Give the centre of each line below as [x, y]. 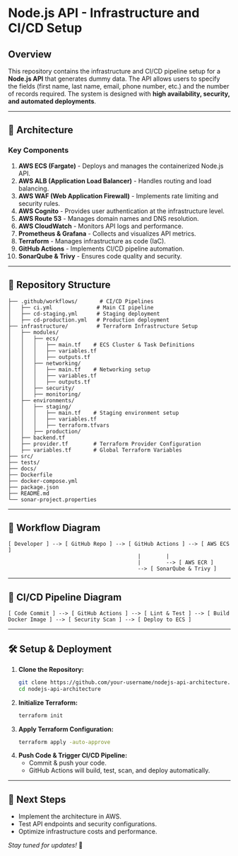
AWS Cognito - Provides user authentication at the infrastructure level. [121, 211]
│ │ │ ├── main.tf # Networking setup [79, 370]
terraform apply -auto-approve [64, 742]
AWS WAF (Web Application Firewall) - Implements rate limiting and [118, 195]
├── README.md [29, 493]
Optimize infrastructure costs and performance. [88, 832]
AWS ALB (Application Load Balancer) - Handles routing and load [115, 181]
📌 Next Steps [37, 799]
